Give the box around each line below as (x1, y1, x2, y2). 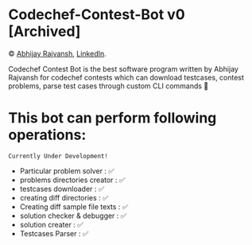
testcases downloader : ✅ (19, 184, 105, 193)
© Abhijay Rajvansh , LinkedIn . (8, 49, 107, 58)
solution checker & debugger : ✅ (19, 211, 127, 220)
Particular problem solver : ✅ (19, 165, 115, 176)
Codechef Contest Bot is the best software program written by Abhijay (8, 64, 238, 73)
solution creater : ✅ (19, 220, 83, 229)
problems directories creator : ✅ (19, 175, 126, 185)
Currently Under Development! (8, 152, 109, 160)
